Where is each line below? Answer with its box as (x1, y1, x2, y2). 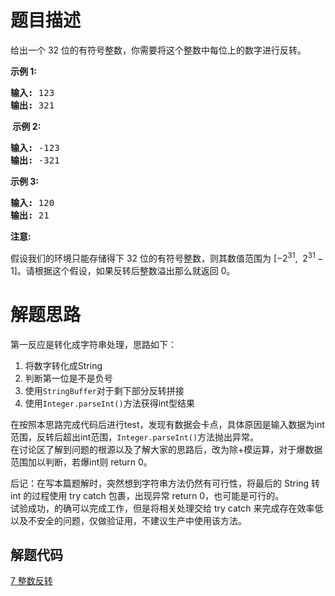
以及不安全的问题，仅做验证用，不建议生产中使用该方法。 (10, 514, 247, 526)
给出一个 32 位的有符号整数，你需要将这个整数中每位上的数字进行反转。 (10, 44, 307, 56)
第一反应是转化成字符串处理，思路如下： (10, 338, 177, 350)
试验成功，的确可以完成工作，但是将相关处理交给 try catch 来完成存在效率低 (10, 502, 324, 514)
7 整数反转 (10, 575, 53, 587)
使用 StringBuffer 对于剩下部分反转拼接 (24, 384, 185, 396)
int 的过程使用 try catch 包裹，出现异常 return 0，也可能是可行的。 (10, 489, 285, 501)
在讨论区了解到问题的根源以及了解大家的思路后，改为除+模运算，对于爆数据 (10, 443, 323, 455)
